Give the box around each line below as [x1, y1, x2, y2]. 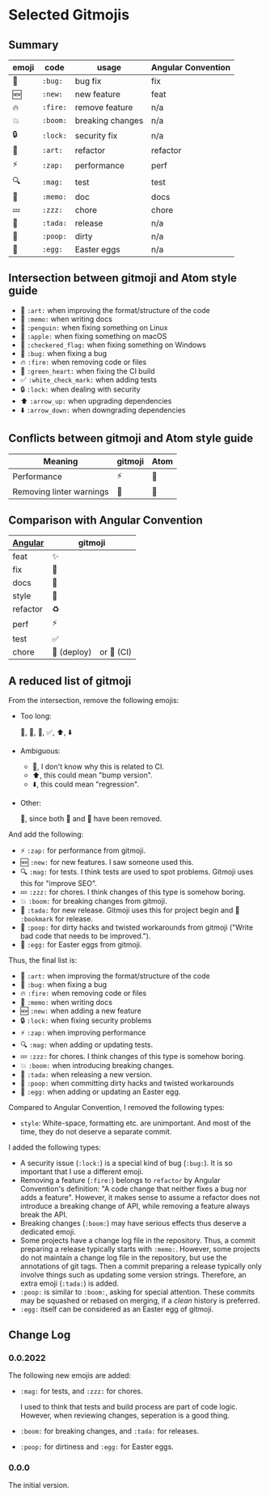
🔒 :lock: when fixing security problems [19, 1015, 152, 1025]
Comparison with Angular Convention [8, 514, 204, 528]
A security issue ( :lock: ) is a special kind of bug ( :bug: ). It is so [19, 1159, 233, 1168]
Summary [8, 38, 59, 52]
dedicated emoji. [19, 1227, 77, 1237]
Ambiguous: [19, 746, 61, 756]
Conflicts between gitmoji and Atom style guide [8, 431, 254, 446]
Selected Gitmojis [8, 6, 130, 24]
